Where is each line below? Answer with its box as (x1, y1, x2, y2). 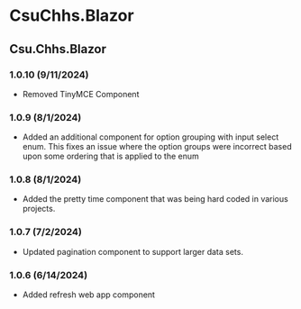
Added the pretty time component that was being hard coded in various (22, 194, 288, 204)
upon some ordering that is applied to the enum (22, 150, 200, 162)
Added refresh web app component (22, 289, 156, 300)
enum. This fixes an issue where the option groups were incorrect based (22, 141, 292, 152)
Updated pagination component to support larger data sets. (22, 246, 243, 257)
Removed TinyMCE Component (22, 88, 140, 99)
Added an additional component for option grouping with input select (22, 132, 279, 142)
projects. (22, 204, 56, 214)
